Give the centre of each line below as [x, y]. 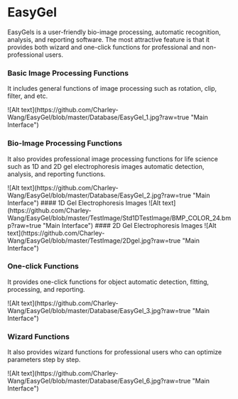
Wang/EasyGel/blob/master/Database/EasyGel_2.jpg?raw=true [99, 195]
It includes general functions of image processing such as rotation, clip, [112, 89]
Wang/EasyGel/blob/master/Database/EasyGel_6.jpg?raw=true [99, 381]
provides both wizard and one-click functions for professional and [104, 47]
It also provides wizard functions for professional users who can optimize [115, 352]
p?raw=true [24, 225]
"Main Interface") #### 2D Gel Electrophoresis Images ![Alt [129, 225]
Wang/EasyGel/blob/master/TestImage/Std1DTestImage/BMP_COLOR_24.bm [119, 218]
